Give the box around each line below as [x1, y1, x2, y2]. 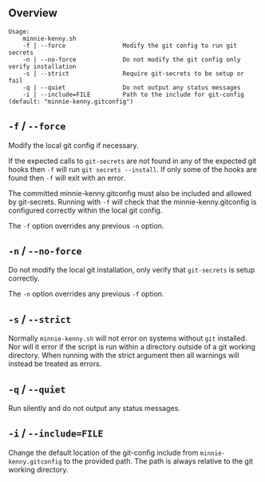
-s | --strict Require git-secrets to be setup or [22, 70, 245, 78]
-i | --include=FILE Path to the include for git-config [22, 90, 245, 98]
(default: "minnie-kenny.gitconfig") [8, 98, 134, 106]
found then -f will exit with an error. [8, 173, 125, 182]
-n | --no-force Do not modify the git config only [22, 55, 241, 63]
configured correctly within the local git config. [8, 205, 163, 215]
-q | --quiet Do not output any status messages [22, 83, 241, 91]
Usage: [8, 27, 30, 35]
